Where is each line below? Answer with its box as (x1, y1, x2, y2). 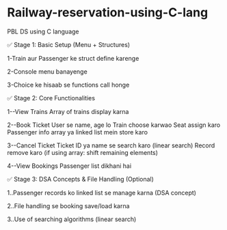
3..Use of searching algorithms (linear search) (7, 215, 137, 223)
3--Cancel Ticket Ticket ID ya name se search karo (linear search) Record (7, 141, 215, 149)
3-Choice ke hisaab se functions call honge (7, 81, 130, 89)
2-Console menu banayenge (7, 67, 88, 76)
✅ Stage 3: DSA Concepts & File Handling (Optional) (7, 175, 154, 183)
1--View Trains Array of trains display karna (7, 107, 129, 115)
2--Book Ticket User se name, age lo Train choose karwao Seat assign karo (7, 121, 221, 129)
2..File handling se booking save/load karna (7, 201, 130, 210)
